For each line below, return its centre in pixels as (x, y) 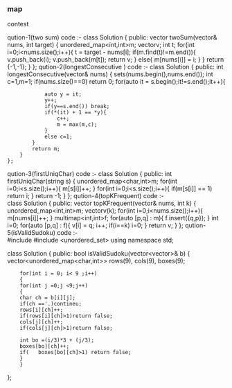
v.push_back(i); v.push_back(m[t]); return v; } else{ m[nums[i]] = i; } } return (116, 60)
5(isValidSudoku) (32, 233)
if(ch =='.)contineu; (51, 304)
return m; (46, 149)
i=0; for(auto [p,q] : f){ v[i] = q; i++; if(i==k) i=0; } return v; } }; (95, 225)
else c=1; (58, 137)
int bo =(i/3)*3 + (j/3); (57, 340)
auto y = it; (63, 94)
